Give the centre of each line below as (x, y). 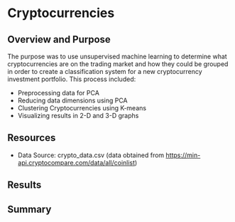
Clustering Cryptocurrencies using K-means (82, 108)
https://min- (183, 155)
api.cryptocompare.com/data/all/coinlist (76, 162)
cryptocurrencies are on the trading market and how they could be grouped (118, 64)
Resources (32, 138)
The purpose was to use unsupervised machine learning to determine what (117, 56)
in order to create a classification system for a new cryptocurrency (105, 72)
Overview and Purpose (59, 39)
